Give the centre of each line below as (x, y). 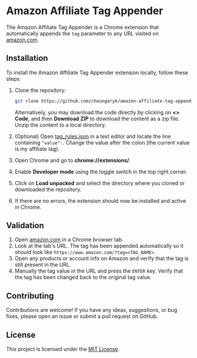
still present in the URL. (43, 265)
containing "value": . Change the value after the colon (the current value (102, 142)
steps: (14, 78)
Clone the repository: (40, 90)
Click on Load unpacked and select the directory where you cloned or (100, 183)
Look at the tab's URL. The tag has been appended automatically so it (99, 246)
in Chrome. (28, 207)
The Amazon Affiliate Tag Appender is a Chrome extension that (83, 27)
